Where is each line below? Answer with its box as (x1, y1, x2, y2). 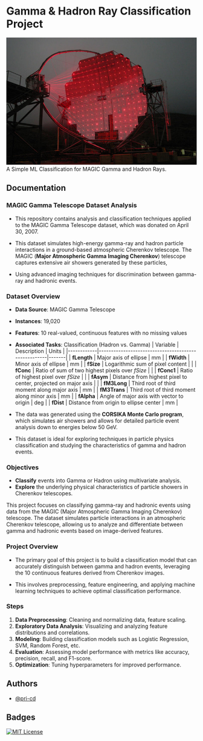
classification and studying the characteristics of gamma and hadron (14, 441, 186, 449)
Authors (6, 679, 38, 689)
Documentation (6, 183, 66, 193)
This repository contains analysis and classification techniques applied (14, 215, 192, 222)
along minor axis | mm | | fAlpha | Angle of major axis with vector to (14, 392, 184, 400)
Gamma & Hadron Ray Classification (6, 4, 192, 18)
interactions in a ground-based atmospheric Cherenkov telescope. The (14, 246, 192, 253)
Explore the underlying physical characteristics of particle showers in (14, 483, 188, 491)
